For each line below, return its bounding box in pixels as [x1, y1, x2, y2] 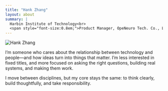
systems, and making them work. [5, 65, 73, 71]
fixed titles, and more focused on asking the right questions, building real [5, 60, 156, 66]
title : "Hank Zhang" [5, 7, 48, 12]
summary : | [5, 16, 28, 21]
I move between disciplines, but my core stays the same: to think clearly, [5, 75, 155, 81]
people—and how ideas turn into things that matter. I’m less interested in [5, 54, 154, 60]
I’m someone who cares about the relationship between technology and [5, 49, 153, 55]
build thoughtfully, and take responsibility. [5, 80, 91, 86]
